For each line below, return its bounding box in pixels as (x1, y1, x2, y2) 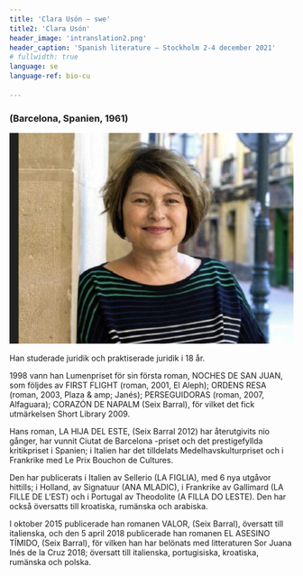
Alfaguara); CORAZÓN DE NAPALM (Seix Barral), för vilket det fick (9, 398, 255, 409)
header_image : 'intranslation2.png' (9, 33, 147, 42)
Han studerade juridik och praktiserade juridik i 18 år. (9, 352, 206, 363)
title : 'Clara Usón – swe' (9, 14, 111, 23)
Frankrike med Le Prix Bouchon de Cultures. (9, 454, 174, 465)
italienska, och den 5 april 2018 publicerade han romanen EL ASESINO (9, 527, 271, 538)
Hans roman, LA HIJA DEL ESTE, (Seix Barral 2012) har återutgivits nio (9, 425, 271, 436)
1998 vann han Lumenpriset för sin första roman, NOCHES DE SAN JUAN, (9, 370, 284, 380)
